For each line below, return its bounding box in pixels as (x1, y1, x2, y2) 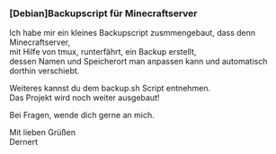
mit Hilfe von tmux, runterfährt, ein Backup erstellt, (9, 47, 197, 57)
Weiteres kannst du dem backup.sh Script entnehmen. (9, 83, 211, 94)
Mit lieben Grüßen (9, 127, 76, 138)
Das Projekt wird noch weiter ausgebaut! (9, 92, 160, 103)
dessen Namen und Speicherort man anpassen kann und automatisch (9, 56, 268, 67)
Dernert (9, 137, 39, 148)
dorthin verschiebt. (9, 65, 80, 76)
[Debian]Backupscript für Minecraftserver (9, 7, 198, 20)
